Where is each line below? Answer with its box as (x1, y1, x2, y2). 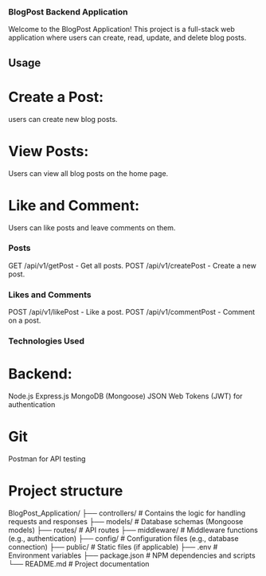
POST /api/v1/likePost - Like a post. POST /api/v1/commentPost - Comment (8, 308, 256, 317)
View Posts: (8, 142, 89, 160)
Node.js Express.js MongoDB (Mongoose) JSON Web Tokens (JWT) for (8, 391, 243, 401)
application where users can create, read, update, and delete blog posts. (8, 33, 247, 42)
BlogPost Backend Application (8, 6, 128, 18)
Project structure (8, 482, 123, 500)
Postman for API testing (8, 453, 86, 464)
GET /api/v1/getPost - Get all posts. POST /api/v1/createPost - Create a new (8, 261, 256, 270)
